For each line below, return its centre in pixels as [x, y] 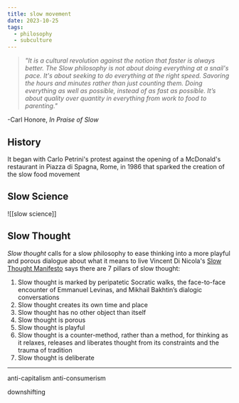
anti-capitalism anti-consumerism [57, 378]
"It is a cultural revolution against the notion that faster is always [120, 60]
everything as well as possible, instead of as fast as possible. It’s [120, 91]
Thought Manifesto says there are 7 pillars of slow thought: [94, 268]
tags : [15, 27]
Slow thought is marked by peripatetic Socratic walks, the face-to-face [122, 282]
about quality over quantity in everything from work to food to [116, 98]
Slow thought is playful [51, 327]
